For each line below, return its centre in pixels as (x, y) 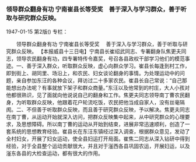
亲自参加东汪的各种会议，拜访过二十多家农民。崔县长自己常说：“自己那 (102, 80)
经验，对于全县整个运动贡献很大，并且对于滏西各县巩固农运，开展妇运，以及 (98, 146)
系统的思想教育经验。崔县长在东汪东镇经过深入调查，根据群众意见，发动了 (100, 132)
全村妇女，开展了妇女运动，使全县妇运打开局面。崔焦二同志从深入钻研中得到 (98, 139)
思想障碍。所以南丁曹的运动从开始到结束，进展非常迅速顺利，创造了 (103, 124)
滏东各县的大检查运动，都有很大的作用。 (55, 153)
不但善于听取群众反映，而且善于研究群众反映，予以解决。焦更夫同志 (108, 110)
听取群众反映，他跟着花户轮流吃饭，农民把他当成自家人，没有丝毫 (100, 103)
